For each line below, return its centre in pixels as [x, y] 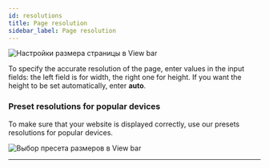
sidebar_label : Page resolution [62, 30]
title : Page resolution [48, 23]
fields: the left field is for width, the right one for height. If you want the [125, 78]
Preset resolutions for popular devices [84, 106]
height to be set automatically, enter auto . [77, 86]
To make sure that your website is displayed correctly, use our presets [124, 124]
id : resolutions [35, 16]
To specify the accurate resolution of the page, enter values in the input [126, 69]
